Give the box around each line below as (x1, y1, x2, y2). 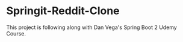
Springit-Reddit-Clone (6, 4, 120, 18)
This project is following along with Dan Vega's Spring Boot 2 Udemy (6, 24, 178, 31)
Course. (6, 30, 26, 37)
